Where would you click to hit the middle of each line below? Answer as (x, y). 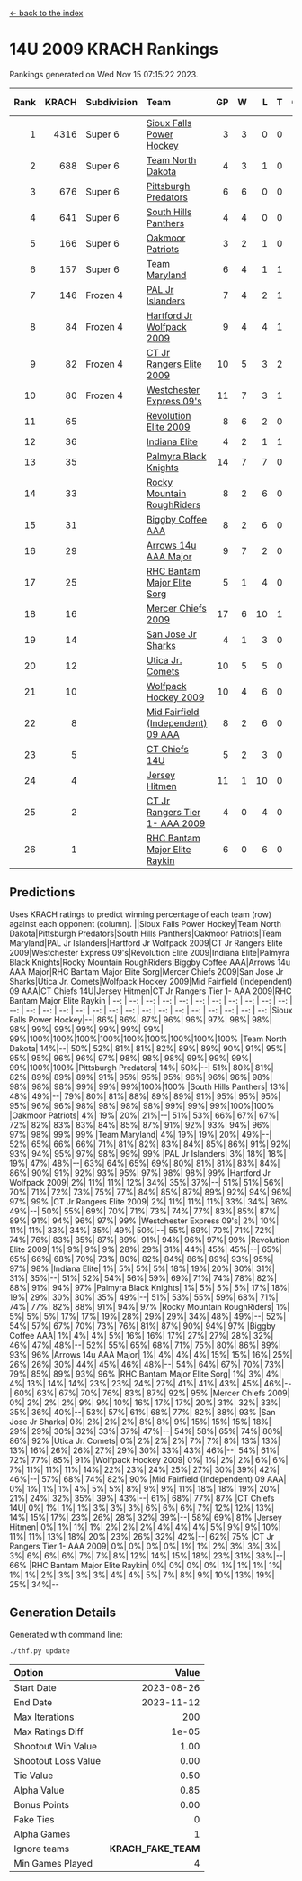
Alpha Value (39, 1790)
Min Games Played (53, 1863)
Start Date (35, 1687)
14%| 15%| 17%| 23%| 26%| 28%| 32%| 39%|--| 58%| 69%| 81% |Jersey (146, 1517)
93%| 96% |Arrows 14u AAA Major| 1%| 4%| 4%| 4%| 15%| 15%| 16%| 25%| (151, 1354)
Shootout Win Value (55, 1746)
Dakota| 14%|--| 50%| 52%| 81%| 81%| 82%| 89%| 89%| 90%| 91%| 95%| (148, 1048)
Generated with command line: (66, 1634)
